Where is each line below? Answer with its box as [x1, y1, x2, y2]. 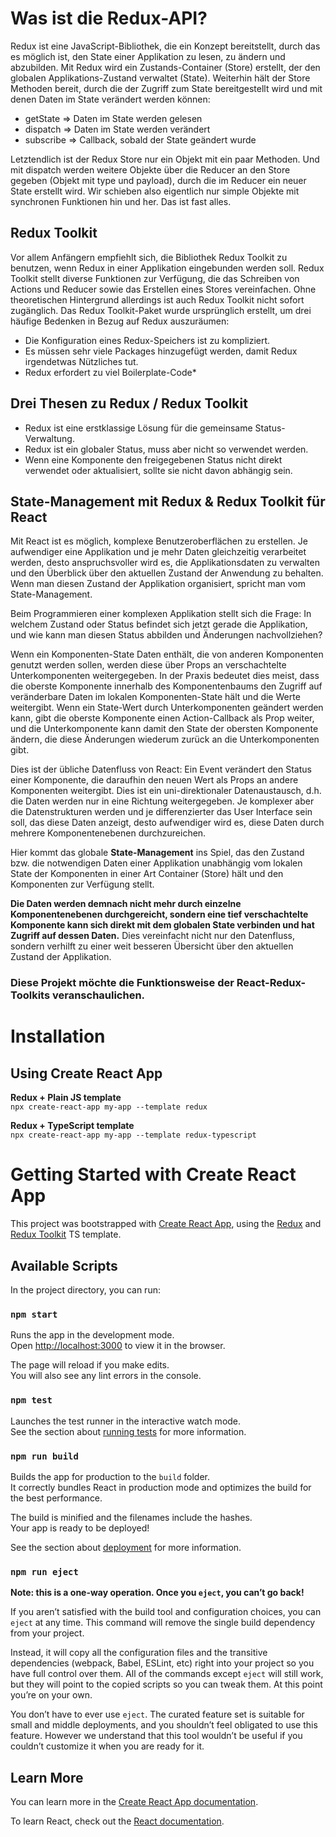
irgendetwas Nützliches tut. [24, 355, 139, 367]
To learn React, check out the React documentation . [10, 1815, 225, 1827]
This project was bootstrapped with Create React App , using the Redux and [10, 1218, 322, 1230]
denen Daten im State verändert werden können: [10, 93, 211, 105]
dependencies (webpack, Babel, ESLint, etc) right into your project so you [10, 1657, 315, 1669]
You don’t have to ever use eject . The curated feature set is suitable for [10, 1708, 305, 1721]
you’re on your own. [10, 1689, 93, 1701]
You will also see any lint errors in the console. [10, 1370, 202, 1382]
